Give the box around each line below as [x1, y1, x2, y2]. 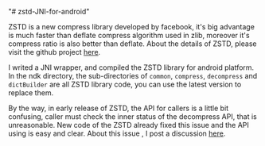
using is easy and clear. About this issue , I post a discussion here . [8, 129, 226, 138]
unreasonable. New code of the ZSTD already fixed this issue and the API [8, 121, 249, 129]
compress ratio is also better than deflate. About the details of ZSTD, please [8, 39, 257, 48]
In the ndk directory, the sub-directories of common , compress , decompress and [8, 71, 257, 80]
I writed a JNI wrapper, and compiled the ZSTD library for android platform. [8, 63, 255, 72]
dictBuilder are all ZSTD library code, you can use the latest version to [8, 79, 242, 89]
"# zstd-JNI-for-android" [8, 7, 90, 16]
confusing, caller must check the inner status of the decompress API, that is [8, 112, 257, 121]
